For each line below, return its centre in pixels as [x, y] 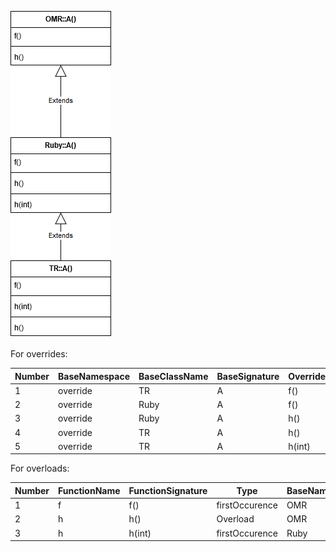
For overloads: [40, 468]
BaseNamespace [94, 376]
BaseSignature [248, 376]
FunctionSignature [168, 490]
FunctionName [89, 490]
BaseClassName [173, 376]
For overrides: [39, 354]
